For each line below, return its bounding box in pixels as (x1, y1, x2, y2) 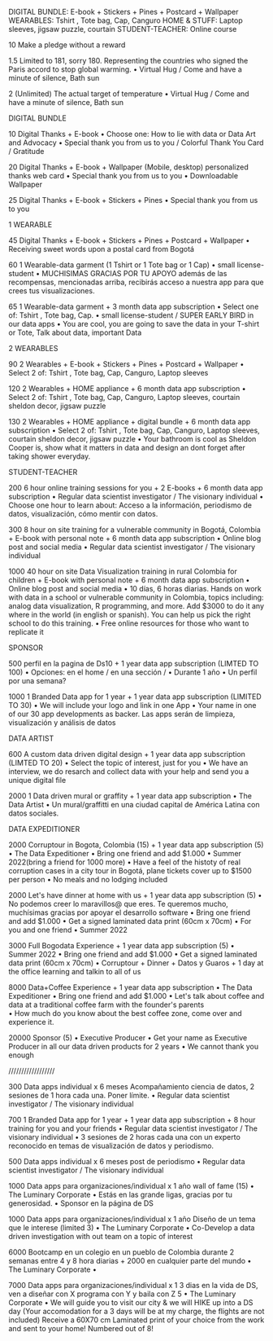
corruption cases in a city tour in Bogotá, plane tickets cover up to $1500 (8, 866, 252, 875)
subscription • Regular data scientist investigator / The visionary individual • (8, 492, 264, 501)
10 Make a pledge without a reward (8, 40, 126, 50)
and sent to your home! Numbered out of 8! (8, 1324, 154, 1333)
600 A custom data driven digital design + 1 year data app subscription (8, 750, 246, 758)
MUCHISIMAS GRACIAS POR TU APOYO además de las (41, 269, 227, 278)
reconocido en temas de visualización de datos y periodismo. (8, 1141, 214, 1150)
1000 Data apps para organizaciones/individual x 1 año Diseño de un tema (8, 1214, 256, 1224)
